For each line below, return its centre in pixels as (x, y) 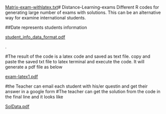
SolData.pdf (17, 106)
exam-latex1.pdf (22, 76)
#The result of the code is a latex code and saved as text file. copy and (78, 56)
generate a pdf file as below (34, 67)
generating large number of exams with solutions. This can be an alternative (83, 12)
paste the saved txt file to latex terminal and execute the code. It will (75, 61)
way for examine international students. (45, 18)
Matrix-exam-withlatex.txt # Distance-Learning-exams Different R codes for (82, 7)
